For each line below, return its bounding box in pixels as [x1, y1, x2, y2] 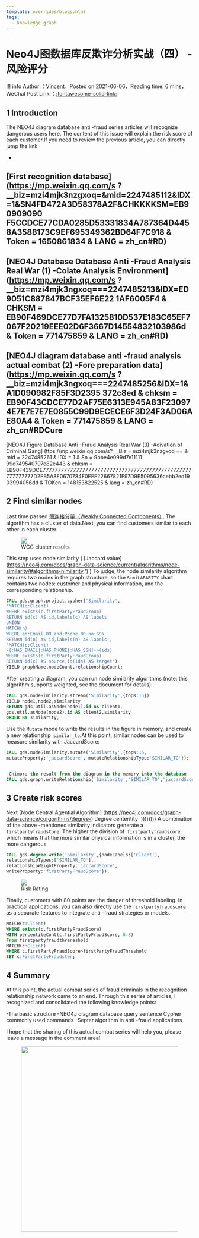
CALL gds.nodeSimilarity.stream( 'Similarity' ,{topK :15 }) [6, 692, 150, 698]
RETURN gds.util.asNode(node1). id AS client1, [6, 704, 123, 710]
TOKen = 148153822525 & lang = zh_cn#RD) [44, 479, 153, 486]
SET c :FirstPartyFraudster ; [6, 954, 76, 960]
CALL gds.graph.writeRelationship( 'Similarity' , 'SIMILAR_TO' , [6, 776, 163, 782]
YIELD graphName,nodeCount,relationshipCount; [6, 664, 123, 670]
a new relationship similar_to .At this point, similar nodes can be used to [6, 732, 184, 739]
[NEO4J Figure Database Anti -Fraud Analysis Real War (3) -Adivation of [6, 441, 182, 448]
